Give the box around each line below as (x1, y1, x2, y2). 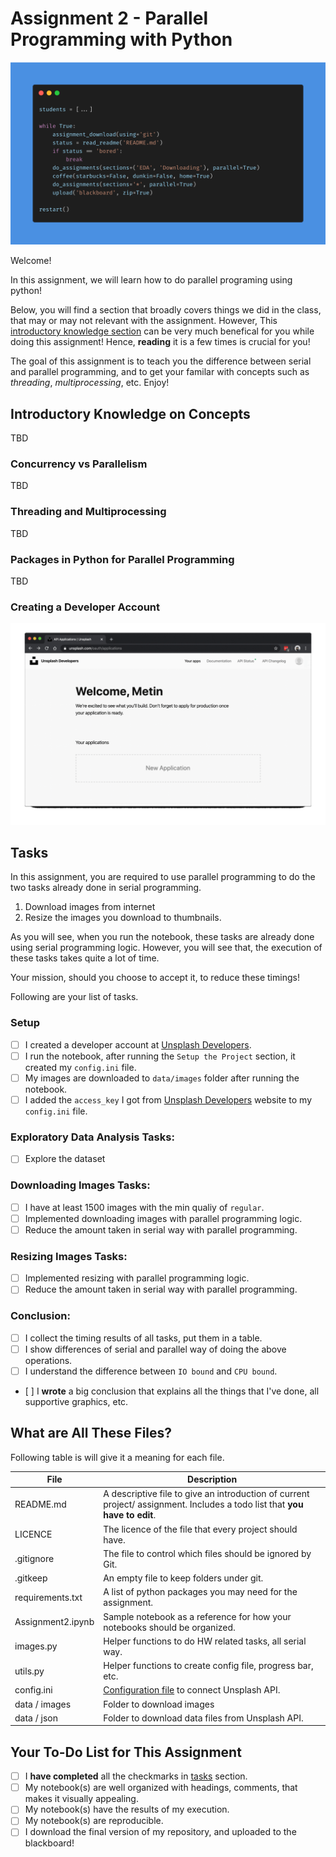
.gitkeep (14, 1572, 48, 1584)
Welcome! (10, 255, 52, 267)
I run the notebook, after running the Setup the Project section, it (24, 1050, 296, 1062)
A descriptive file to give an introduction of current (103, 1488, 310, 1500)
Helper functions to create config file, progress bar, (103, 1660, 314, 1672)
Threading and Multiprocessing (10, 505, 167, 519)
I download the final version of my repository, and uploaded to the (24, 1826, 297, 1838)
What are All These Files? (10, 1425, 173, 1442)
